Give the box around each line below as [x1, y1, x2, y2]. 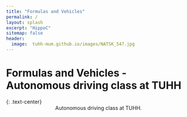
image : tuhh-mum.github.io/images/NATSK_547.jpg [11, 42, 135, 47]
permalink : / [6, 14, 38, 20]
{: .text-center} [6, 98, 42, 105]
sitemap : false [6, 30, 43, 36]
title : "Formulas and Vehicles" [6, 8, 85, 15]
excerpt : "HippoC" [6, 25, 51, 31]
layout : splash [6, 19, 43, 25]
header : [6, 36, 25, 42]
